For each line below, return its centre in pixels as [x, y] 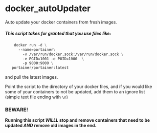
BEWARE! [17, 110]
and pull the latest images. [32, 77]
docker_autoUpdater [48, 9]
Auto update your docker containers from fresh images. [61, 22]
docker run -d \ [31, 45]
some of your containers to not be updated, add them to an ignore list [75, 92]
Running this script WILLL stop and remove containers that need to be [78, 120]
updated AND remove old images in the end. [51, 126]
